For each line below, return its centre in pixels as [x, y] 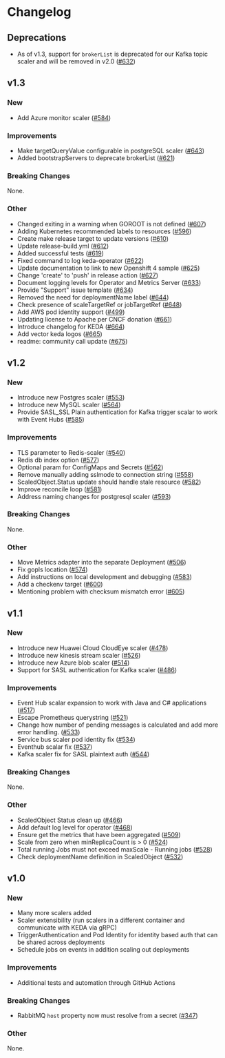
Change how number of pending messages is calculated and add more [118, 725]
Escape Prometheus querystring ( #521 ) [73, 718]
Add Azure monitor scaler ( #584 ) [64, 117]
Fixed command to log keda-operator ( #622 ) [81, 260]
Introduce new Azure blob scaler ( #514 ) [73, 663]
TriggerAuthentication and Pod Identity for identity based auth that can [117, 935]
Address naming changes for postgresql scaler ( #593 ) [94, 496]
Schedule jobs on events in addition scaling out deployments [103, 950]
